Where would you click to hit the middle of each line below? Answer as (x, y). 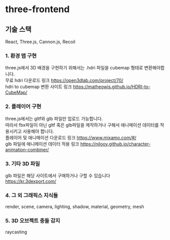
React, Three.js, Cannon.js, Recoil (40, 42)
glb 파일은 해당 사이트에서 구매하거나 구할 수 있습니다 (58, 175)
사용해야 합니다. (38, 131)
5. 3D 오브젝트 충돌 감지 (33, 221)
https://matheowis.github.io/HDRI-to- (112, 87)
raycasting (16, 232)
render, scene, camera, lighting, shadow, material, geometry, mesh (75, 207)
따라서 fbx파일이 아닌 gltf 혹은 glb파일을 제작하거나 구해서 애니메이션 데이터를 (82, 125)
